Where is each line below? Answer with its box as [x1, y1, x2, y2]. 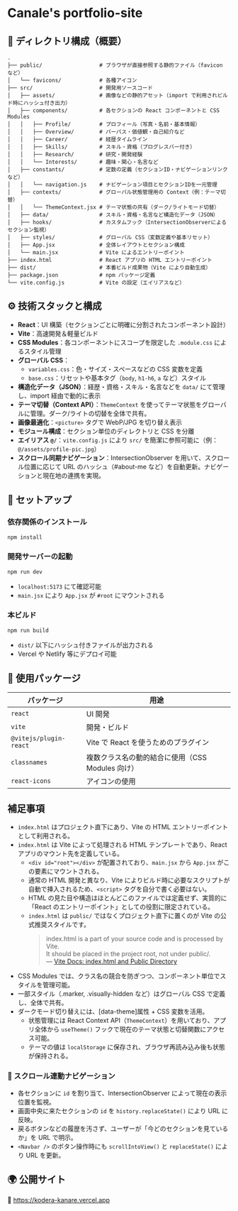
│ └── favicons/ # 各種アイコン [7, 77, 137, 84]
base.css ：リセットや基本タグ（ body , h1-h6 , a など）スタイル [28, 373, 207, 382]
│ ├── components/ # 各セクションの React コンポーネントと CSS [7, 107, 220, 114]
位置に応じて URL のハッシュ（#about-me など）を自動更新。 [23, 462, 205, 471]
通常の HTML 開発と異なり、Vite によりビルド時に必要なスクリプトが [28, 876, 230, 884]
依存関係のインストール [7, 517, 87, 527]
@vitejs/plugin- [11, 734, 66, 743]
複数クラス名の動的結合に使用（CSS [86, 752, 208, 762]
